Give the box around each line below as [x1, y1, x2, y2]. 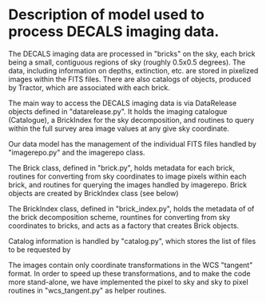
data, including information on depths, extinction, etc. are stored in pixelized [8, 65, 259, 75]
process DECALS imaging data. [8, 22, 220, 41]
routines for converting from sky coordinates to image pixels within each [8, 171, 247, 181]
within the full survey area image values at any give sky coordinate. [8, 124, 230, 133]
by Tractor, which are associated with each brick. [8, 82, 170, 92]
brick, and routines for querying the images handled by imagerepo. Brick [8, 179, 248, 189]
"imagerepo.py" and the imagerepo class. [8, 148, 145, 157]
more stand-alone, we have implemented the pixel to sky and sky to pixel [8, 277, 249, 286]
